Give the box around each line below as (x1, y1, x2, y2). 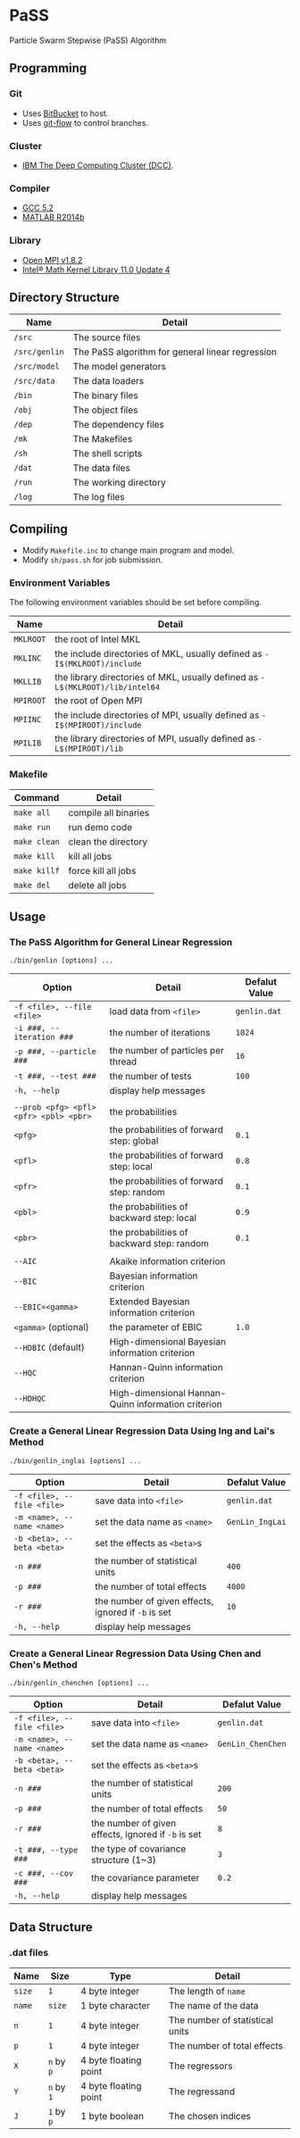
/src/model (13, 362, 60, 371)
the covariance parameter (90, 1872, 200, 1884)
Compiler (9, 182, 51, 195)
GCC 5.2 (21, 203, 54, 213)
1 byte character (79, 1999, 151, 2011)
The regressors (168, 2059, 233, 2072)
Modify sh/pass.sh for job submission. (21, 554, 163, 565)
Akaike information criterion (109, 1255, 226, 1268)
